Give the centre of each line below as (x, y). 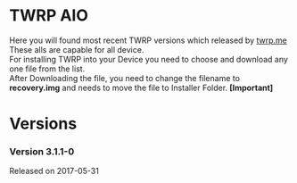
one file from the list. (47, 69)
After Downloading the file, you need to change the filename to (125, 78)
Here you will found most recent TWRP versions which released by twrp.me (148, 40)
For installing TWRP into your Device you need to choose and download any (148, 59)
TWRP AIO (49, 16)
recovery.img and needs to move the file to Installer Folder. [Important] (141, 87)
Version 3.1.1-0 (42, 152)
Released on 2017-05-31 (54, 171)
